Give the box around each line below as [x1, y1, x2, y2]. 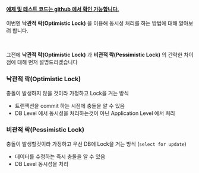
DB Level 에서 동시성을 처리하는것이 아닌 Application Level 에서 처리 [14, 110, 175, 117]
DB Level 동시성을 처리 [14, 160, 69, 167]
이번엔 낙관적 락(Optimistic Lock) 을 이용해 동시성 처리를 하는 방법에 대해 [6, 20, 178, 27]
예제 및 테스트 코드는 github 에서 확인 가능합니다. [6, 5, 119, 12]
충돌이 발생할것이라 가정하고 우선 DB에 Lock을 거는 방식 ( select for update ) [6, 140, 187, 148]
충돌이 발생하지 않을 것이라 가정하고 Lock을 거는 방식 [6, 89, 129, 97]
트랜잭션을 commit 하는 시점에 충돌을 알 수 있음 [14, 102, 125, 109]
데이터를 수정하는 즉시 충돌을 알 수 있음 [14, 153, 106, 160]
